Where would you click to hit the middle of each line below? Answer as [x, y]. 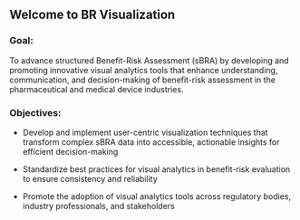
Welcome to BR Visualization [92, 15]
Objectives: [35, 112]
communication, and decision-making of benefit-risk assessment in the [143, 80]
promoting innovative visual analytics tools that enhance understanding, [144, 70]
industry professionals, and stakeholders [98, 206]
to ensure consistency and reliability [90, 178]
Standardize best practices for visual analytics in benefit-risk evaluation [156, 169]
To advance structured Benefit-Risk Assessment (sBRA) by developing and [149, 60]
